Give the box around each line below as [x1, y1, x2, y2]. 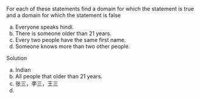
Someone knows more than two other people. [15, 43, 130, 50]
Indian [15, 66, 31, 73]
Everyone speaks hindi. [15, 24, 74, 30]
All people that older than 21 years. [15, 73, 102, 80]
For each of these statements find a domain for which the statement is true [6, 5, 194, 12]
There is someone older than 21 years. [15, 30, 112, 37]
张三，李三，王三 [15, 80, 59, 87]
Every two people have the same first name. [15, 36, 126, 43]
